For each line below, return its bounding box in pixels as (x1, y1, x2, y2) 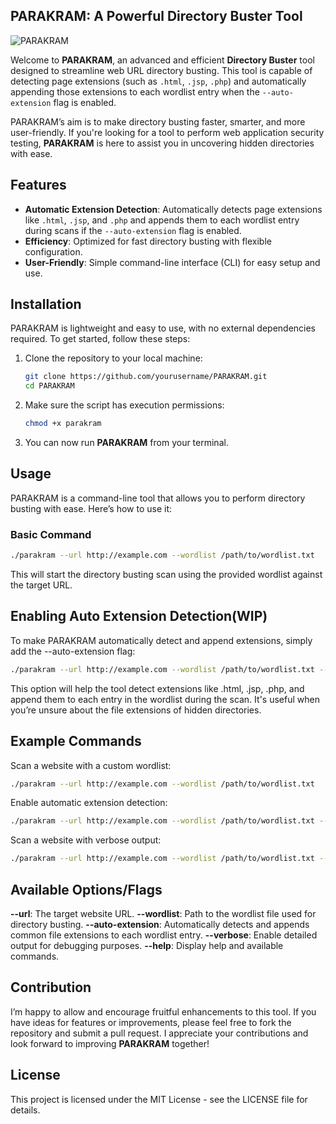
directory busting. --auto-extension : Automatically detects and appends (10, 918, 310, 930)
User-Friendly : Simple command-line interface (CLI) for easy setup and (24, 256, 321, 268)
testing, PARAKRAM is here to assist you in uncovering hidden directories (10, 137, 315, 149)
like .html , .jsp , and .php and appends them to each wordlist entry (24, 214, 300, 226)
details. (10, 1104, 41, 1116)
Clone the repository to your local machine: (24, 352, 203, 364)
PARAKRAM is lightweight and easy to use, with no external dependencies (10, 322, 317, 334)
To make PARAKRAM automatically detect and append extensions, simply (10, 634, 313, 646)
